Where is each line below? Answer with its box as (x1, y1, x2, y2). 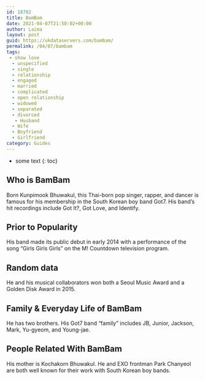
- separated (12, 106, 43, 112)
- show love (9, 55, 40, 61)
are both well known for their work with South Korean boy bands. (6, 366, 171, 374)
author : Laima (6, 26, 43, 33)
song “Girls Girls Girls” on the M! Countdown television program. (6, 245, 169, 252)
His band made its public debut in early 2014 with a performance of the (6, 238, 187, 246)
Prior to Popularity (6, 222, 78, 232)
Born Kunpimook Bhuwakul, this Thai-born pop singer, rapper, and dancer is (6, 191, 199, 198)
